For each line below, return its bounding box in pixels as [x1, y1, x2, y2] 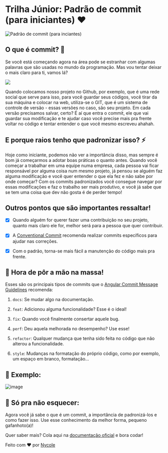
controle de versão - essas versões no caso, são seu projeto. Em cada [5, 105, 151, 111]
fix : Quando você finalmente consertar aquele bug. [12, 316, 119, 322]
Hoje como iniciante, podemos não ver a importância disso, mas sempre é [5, 152, 158, 158]
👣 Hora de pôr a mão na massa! [5, 268, 104, 277]
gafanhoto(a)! [5, 422, 34, 428]
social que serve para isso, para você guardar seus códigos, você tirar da [5, 94, 157, 100]
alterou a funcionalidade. [12, 341, 64, 347]
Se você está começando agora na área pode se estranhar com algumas [5, 59, 155, 65]
